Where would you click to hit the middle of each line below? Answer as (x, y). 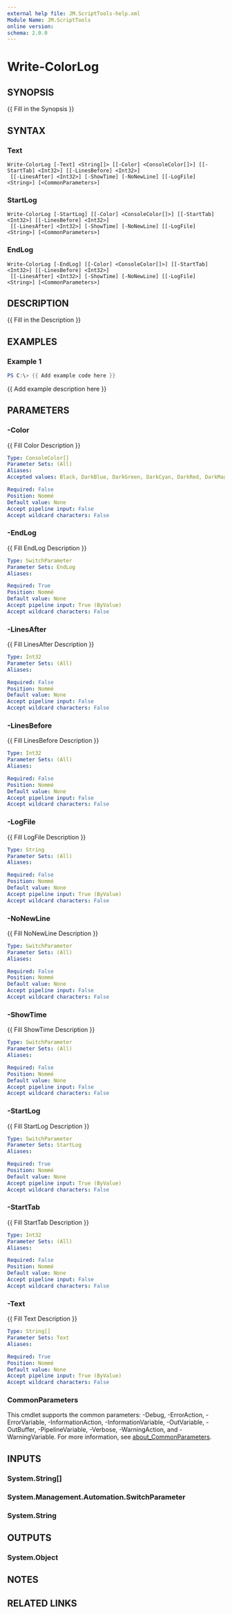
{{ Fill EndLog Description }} (47, 548)
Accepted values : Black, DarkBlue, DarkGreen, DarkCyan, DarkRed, (105, 477)
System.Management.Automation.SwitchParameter (96, 1497)
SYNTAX (27, 131)
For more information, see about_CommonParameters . (135, 1437)
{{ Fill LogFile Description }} (47, 837)
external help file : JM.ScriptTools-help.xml (74, 13)
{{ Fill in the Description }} (44, 320)
